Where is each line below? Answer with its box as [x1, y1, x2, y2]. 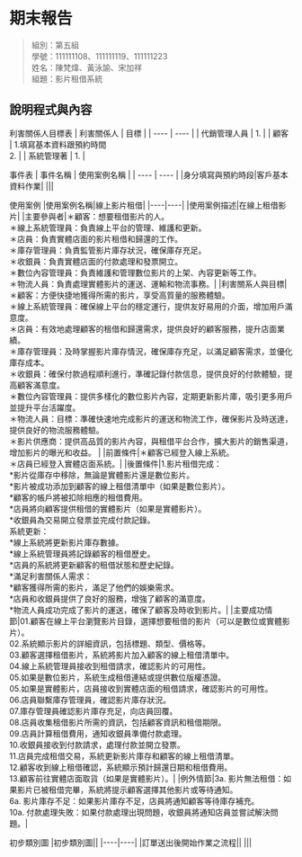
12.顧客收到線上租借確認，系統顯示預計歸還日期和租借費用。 [9, 762, 233, 772]
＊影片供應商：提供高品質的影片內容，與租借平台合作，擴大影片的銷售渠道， [9, 435, 293, 446]
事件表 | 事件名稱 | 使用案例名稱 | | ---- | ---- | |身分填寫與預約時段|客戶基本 [9, 169, 289, 180]
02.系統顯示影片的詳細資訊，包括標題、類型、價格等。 [9, 638, 211, 648]
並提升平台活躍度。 [9, 402, 81, 413]
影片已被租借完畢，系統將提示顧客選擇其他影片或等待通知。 [16, 784, 238, 795]
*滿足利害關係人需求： [9, 570, 93, 581]
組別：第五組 [31, 40, 79, 50]
